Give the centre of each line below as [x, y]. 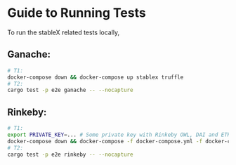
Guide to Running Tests [77, 13]
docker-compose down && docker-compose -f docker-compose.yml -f [105, 141]
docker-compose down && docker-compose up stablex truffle [96, 77]
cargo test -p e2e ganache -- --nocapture [70, 90]
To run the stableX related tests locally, [64, 32]
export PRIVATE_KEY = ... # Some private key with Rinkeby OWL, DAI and [113, 135]
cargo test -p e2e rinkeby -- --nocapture [70, 154]
